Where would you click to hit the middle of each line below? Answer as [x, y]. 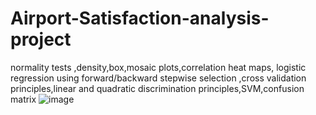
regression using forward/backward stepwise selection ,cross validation [158, 78]
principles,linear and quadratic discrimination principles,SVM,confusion [157, 88]
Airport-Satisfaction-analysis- [140, 18]
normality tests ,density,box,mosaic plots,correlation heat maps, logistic [158, 67]
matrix [23, 99]
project [41, 39]
